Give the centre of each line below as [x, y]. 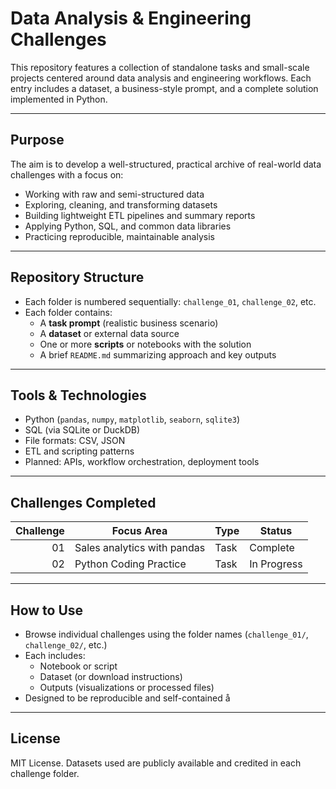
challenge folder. [45, 773]
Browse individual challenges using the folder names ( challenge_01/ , [166, 634]
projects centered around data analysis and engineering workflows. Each [161, 78]
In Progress [276, 564]
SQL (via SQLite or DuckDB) [82, 430]
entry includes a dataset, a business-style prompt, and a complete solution [164, 88]
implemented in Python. [59, 99]
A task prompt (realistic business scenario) [129, 323]
